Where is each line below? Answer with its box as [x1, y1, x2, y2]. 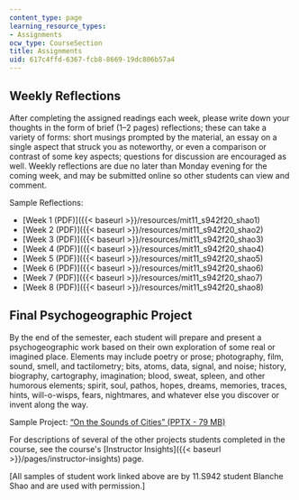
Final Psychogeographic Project [9, 308, 193, 323]
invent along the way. [9, 399, 88, 410]
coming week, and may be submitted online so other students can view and [9, 170, 290, 181]
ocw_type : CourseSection [9, 38, 103, 48]
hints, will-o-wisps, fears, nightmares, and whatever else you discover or [9, 389, 280, 400]
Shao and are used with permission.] [9, 480, 146, 491]
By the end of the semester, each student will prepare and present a [9, 331, 262, 343]
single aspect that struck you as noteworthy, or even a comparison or [9, 141, 267, 152]
